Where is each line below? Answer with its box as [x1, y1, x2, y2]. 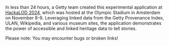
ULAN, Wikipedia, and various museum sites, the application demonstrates [5, 20, 161, 26]
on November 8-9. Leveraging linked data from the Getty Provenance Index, [5, 15, 164, 20]
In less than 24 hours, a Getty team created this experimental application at [5, 4, 162, 10]
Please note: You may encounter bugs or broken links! [5, 35, 118, 41]
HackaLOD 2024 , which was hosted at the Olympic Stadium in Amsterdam [5, 9, 161, 15]
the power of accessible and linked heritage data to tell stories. [5, 25, 137, 31]
